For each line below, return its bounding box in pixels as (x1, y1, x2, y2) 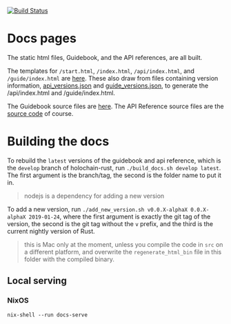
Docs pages (7, 31, 77, 46)
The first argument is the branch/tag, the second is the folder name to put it (7, 171, 222, 179)
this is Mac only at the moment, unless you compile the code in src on (23, 240, 223, 248)
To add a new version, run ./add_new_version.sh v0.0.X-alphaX (7, 205, 188, 213)
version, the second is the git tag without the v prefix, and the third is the (7, 219, 214, 227)
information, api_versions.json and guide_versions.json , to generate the (7, 81, 209, 90)
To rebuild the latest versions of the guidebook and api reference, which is (7, 156, 221, 165)
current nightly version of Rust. (7, 227, 95, 235)
